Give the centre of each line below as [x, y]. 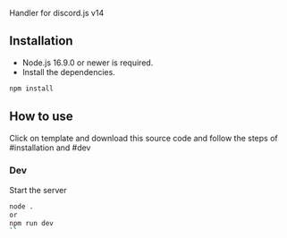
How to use [41, 117]
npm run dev [31, 223]
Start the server [38, 190]
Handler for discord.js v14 [57, 13]
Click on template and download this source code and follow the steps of [144, 138]
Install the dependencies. [69, 72]
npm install [31, 89]
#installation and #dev [50, 148]
